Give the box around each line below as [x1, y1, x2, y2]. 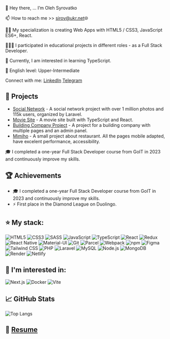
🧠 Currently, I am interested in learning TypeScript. [5, 58, 111, 63]
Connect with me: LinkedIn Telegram [5, 77, 82, 83]
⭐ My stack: [5, 218, 44, 227]
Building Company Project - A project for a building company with [12, 122, 151, 128]
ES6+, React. [5, 32, 33, 38]
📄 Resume [5, 325, 38, 334]
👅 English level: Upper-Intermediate [5, 67, 80, 74]
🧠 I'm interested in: [5, 265, 66, 274]
